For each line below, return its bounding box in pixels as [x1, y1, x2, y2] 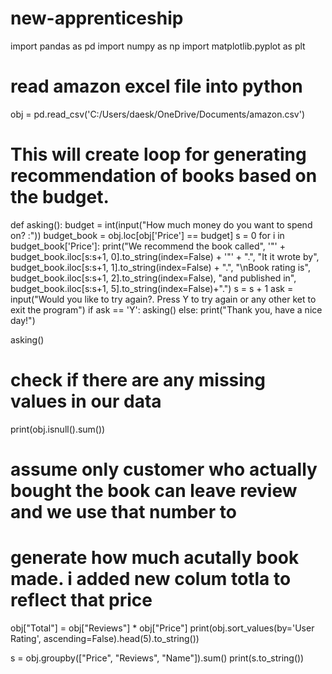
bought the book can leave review [10, 479, 298, 502]
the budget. [10, 186, 110, 209]
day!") [10, 314, 36, 326]
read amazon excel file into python [10, 75, 303, 98]
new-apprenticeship [10, 7, 184, 30]
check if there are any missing [10, 369, 266, 391]
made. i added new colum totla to [10, 568, 292, 591]
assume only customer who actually [10, 458, 318, 481]
